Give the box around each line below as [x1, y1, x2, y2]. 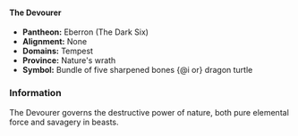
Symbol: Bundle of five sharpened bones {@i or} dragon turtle [21, 65, 253, 76]
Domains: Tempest [21, 45, 94, 57]
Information [9, 87, 62, 100]
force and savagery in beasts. [9, 116, 119, 127]
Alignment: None [21, 36, 88, 47]
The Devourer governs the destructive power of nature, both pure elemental [9, 107, 289, 117]
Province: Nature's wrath [21, 55, 116, 66]
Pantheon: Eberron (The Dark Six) [21, 27, 149, 37]
